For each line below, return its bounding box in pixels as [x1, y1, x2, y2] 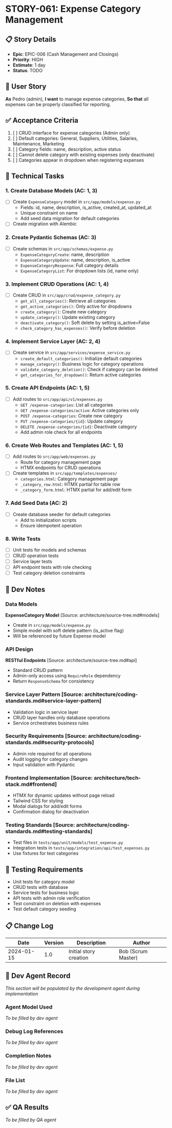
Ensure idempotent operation [20, 522, 82, 528]
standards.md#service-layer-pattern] [5, 697, 102, 705]
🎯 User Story [5, 82, 47, 91]
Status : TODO [12, 68, 43, 73]
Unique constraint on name [20, 210, 78, 216]
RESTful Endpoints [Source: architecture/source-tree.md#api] [5, 657, 137, 664]
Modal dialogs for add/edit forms [12, 803, 82, 810]
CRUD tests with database [12, 884, 68, 890]
